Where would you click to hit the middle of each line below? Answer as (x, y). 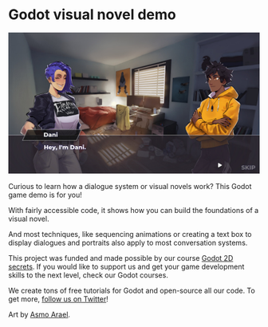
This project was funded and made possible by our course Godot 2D (121, 258)
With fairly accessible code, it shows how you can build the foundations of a (134, 211)
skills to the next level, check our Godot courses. (89, 275)
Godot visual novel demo (93, 15)
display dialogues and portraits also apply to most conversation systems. (128, 243)
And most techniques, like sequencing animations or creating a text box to (130, 234)
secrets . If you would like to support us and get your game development (126, 267)
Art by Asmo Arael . (39, 315)
